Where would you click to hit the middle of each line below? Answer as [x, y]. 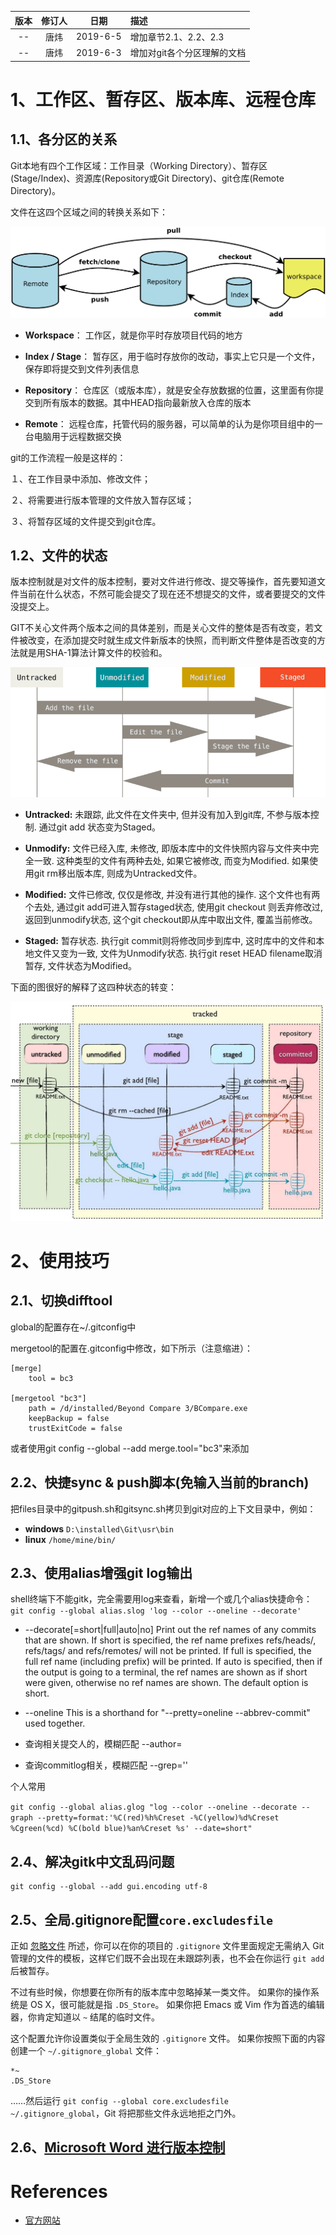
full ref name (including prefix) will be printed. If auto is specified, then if [173, 1662]
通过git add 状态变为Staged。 [100, 827]
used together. [55, 1723]
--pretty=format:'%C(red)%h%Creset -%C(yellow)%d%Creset [158, 1818]
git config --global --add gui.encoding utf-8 [109, 1887]
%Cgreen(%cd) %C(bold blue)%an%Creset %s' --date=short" [131, 1829]
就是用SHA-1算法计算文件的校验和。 [93, 653]
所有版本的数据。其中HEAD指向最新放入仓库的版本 [147, 402]
